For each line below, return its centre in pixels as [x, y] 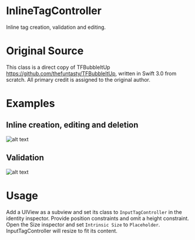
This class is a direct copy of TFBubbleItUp [58, 67]
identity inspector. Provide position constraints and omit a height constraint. [97, 218]
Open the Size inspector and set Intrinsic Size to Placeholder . [83, 224]
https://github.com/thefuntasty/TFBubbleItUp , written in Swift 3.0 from [91, 73]
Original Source [45, 51]
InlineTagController [54, 11]
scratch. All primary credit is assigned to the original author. [78, 79]
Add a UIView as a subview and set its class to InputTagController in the [94, 212]
